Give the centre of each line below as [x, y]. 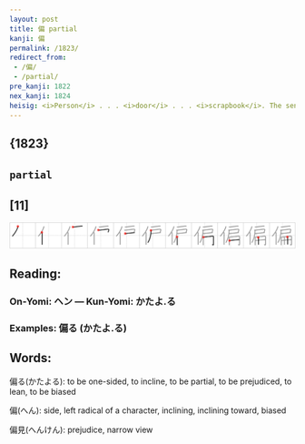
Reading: [35, 274]
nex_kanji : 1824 [40, 96]
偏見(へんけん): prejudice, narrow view [81, 429]
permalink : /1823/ [44, 48]
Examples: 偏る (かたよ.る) [68, 328]
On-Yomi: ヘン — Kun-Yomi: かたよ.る [93, 302]
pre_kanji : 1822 [40, 86]
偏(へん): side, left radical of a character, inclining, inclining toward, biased [148, 410]
